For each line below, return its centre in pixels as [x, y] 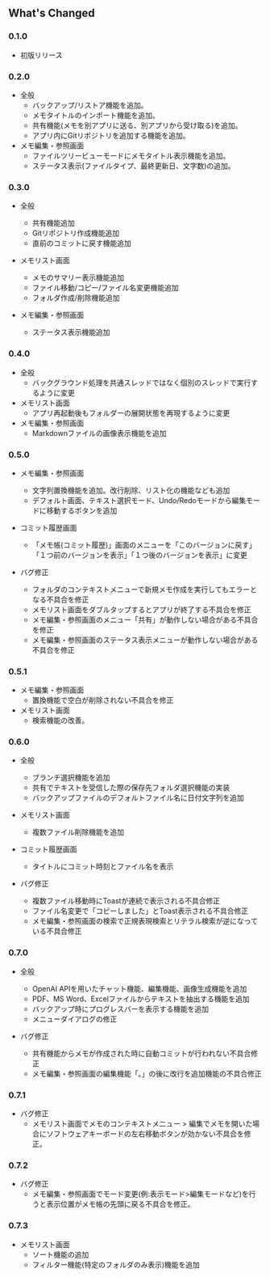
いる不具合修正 [57, 931]
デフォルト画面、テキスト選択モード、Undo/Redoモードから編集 [139, 500]
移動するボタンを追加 [82, 510]
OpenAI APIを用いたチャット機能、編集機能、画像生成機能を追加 [139, 988]
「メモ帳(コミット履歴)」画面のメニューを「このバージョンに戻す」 [144, 544]
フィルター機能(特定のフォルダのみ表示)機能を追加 [116, 1264]
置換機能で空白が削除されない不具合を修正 [103, 700]
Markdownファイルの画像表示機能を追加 [99, 433]
